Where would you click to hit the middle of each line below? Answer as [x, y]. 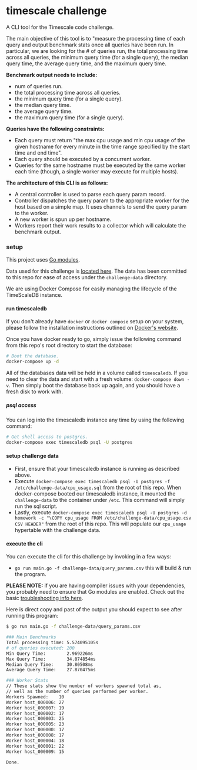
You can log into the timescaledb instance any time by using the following [95, 420]
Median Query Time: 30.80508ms [50, 664]
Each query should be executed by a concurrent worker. [83, 159]
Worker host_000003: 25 [35, 719]
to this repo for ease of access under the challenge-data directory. [87, 277]
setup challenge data [32, 456]
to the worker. [31, 213]
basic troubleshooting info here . [45, 598]
